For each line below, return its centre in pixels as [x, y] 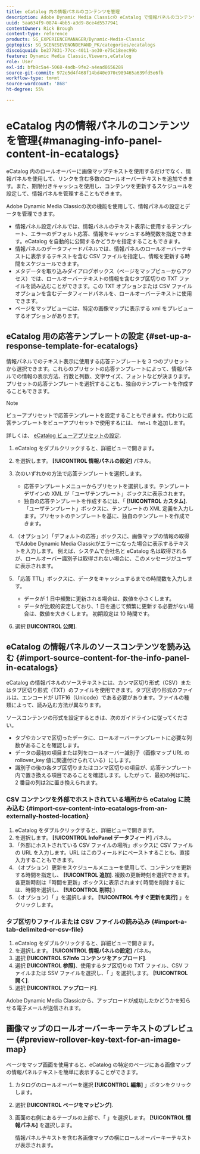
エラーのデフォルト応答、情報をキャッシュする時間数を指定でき [109, 234]
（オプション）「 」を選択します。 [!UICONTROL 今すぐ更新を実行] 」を [102, 897]
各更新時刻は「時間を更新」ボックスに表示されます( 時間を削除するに [100, 882]
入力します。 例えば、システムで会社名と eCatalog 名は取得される [106, 551]
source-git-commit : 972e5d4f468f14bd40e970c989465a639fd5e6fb [85, 73]
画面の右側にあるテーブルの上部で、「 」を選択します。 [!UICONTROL [100, 1117]
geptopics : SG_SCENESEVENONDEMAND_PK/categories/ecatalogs [81, 45]
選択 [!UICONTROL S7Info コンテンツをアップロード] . [81, 958]
